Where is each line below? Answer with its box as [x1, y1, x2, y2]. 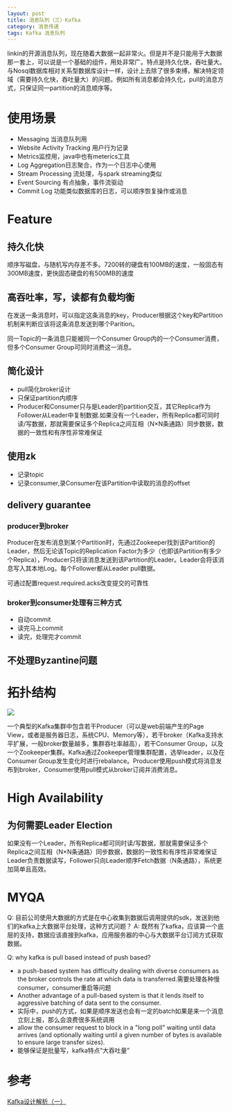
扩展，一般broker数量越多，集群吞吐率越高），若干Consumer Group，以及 [12, 739, 224, 748]
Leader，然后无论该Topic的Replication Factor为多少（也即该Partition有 [7, 547, 210, 555]
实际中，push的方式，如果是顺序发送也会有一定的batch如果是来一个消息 [17, 1007, 224, 1015]
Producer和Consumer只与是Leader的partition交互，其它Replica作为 [17, 402, 211, 411]
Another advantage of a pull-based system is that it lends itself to [17, 991, 204, 999]
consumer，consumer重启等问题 [17, 983, 111, 992]
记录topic [17, 470, 44, 478]
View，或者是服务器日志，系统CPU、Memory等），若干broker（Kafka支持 [7, 730, 217, 739]
